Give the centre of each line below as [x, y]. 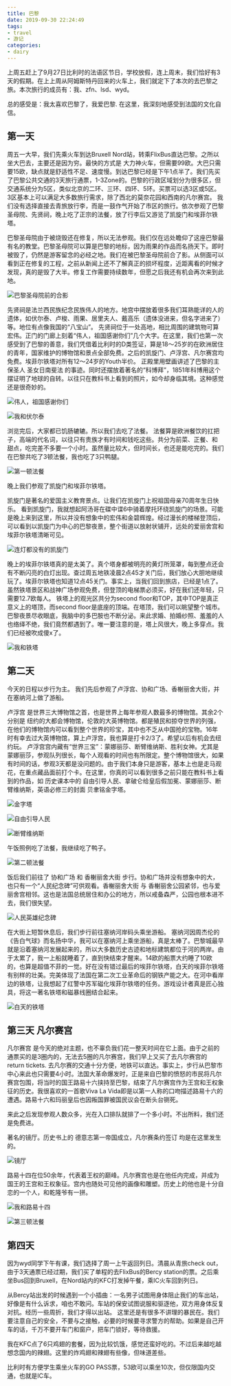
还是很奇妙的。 [28, 387]
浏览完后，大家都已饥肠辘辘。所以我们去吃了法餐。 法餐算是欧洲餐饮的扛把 [113, 431]
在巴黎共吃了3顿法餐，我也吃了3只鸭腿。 [65, 456]
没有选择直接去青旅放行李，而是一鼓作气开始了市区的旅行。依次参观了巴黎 [118, 205]
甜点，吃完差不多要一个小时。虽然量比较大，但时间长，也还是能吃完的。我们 [115, 448]
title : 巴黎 [23, 13]
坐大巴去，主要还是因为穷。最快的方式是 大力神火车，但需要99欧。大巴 [108, 163]
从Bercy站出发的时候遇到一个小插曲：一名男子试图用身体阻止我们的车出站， [114, 1295]
